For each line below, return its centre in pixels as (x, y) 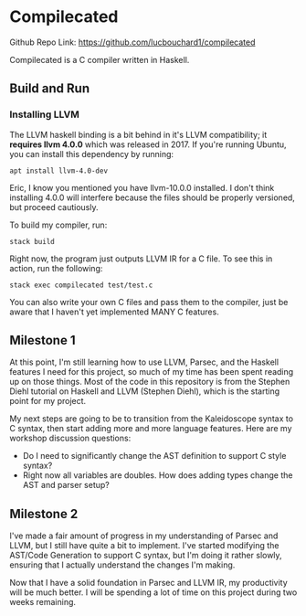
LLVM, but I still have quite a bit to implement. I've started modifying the (144, 546)
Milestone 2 (44, 514)
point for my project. (48, 401)
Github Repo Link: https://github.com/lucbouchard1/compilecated (132, 42)
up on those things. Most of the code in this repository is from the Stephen (150, 382)
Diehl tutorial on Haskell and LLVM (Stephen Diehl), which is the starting (145, 391)
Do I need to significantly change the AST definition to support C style (154, 456)
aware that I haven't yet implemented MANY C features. (114, 312)
